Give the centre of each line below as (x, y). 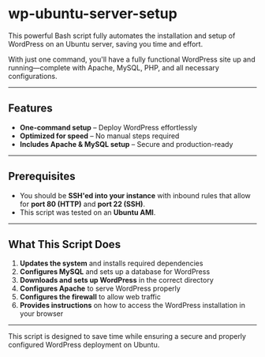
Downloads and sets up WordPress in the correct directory (117, 280)
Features (30, 109)
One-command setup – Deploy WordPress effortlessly (108, 127)
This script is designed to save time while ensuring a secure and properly (127, 336)
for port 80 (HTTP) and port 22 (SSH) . (82, 204)
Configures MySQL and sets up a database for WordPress (115, 272)
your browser (41, 314)
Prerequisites (42, 177)
